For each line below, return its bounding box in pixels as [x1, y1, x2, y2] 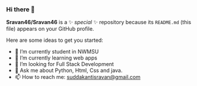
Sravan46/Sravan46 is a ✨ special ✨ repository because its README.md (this [6, 19, 192, 26]
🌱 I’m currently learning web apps [14, 54, 98, 61]
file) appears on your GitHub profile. [6, 25, 94, 32]
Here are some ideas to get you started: [6, 37, 104, 44]
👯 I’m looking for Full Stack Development [14, 61, 114, 68]
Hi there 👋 [6, 5, 36, 14]
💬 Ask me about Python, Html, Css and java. [14, 67, 123, 74]
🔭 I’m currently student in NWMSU [14, 48, 99, 55]
